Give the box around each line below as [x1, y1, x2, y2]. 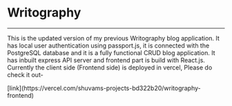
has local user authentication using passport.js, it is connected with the [7, 41, 210, 50]
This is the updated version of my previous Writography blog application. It [7, 34, 220, 42]
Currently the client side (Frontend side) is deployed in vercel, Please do [7, 63, 213, 72]
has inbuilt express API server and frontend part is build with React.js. [7, 56, 206, 64]
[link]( [7, 84, 24, 92]
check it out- [7, 70, 43, 78]
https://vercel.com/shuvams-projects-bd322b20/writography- [23, 84, 202, 92]
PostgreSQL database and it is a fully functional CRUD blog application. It [7, 48, 215, 56]
